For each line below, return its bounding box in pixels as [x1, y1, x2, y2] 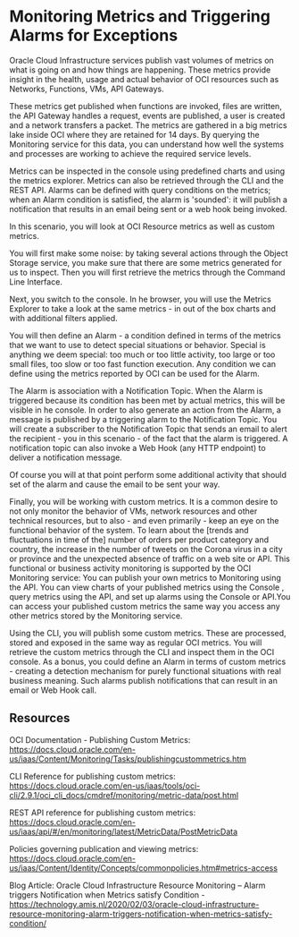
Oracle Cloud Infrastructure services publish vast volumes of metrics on [9, 55, 274, 65]
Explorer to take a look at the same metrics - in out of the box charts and [9, 302, 277, 314]
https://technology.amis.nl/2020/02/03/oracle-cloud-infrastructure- [9, 899, 260, 909]
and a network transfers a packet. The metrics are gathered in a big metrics [9, 119, 287, 131]
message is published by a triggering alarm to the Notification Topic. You [9, 413, 278, 424]
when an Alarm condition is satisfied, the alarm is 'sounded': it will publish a [9, 194, 288, 205]
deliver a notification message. [9, 452, 122, 463]
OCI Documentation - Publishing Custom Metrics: [9, 734, 191, 745]
